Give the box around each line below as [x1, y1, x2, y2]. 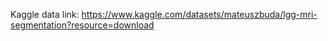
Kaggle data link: [10, 9, 80, 20]
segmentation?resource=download [10, 19, 155, 31]
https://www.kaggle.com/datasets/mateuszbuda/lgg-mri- [81, 9, 318, 20]
